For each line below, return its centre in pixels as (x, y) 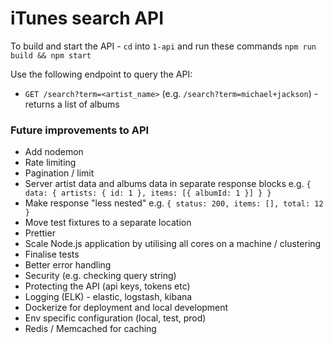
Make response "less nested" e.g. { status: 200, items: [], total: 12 (174, 203)
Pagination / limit (59, 173)
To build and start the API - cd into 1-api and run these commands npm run (163, 46)
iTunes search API (87, 18)
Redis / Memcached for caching (90, 329)
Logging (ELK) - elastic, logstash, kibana (108, 297)
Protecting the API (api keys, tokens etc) (107, 286)
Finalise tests (52, 254)
